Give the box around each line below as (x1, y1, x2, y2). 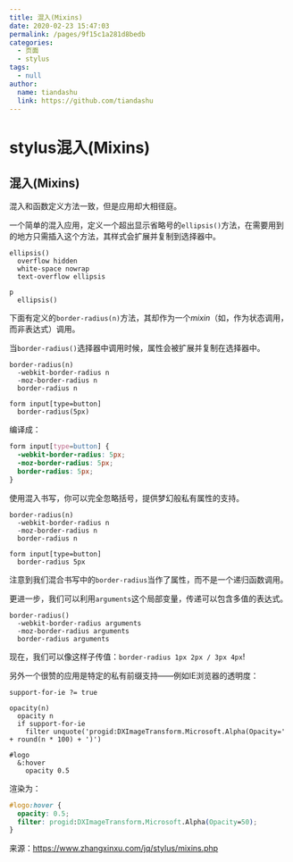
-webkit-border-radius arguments (17, 618, 142, 628)
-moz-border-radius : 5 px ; (17, 459, 114, 468)
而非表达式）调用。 (9, 323, 80, 335)
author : (9, 80, 38, 88)
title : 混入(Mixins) (9, 13, 83, 22)
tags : (9, 63, 29, 72)
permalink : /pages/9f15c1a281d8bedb (9, 29, 146, 38)
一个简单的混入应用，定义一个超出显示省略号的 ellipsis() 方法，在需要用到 (9, 220, 284, 230)
